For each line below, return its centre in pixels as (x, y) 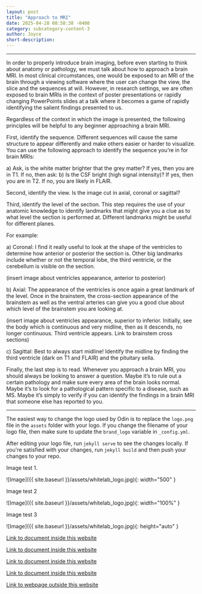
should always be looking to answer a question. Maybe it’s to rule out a (94, 376)
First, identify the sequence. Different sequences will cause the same (92, 137)
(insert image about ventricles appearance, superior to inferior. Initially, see (99, 321)
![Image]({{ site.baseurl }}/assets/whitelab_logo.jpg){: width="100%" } (93, 503)
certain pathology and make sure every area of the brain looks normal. (93, 382)
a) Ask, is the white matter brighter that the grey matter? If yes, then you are (100, 168)
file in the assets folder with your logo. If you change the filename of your (97, 425)
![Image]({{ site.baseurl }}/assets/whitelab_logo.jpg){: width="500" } (91, 479)
